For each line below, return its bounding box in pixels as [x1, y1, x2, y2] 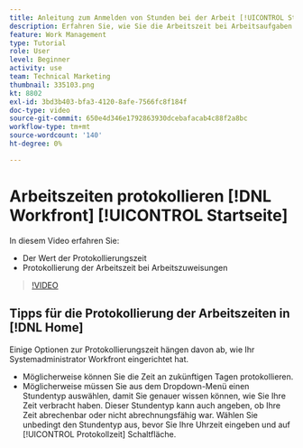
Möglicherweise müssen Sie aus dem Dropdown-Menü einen [22, 380, 250, 391]
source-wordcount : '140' [9, 131, 103, 140]
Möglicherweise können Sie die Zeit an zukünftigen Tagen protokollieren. [22, 371, 294, 382]
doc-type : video [9, 106, 70, 115]
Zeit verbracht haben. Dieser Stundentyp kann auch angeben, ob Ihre [22, 399, 281, 411]
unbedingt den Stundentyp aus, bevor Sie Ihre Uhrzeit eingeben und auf [22, 419, 290, 430]
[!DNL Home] [9, 320, 84, 335]
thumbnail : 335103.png [9, 80, 95, 89]
